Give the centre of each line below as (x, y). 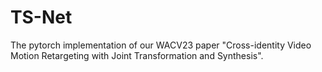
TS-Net (41, 17)
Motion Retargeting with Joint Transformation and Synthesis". (137, 55)
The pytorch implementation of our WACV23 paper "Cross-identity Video (161, 45)
